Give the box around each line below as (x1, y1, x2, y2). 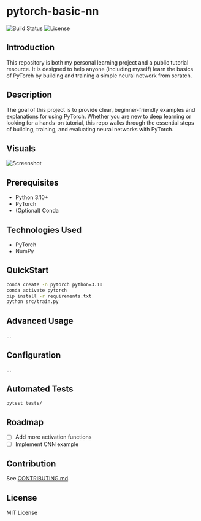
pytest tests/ (6, 400, 43, 406)
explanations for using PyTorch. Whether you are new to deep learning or (6, 112, 192, 120)
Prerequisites (6, 177, 59, 188)
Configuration (6, 350, 61, 360)
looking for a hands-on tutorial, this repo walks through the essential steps (6, 119, 194, 127)
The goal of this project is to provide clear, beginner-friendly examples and (6, 106, 195, 113)
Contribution (6, 458, 56, 469)
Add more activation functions (15, 433, 92, 441)
